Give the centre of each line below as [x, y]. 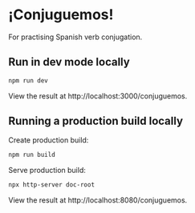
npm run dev [28, 80]
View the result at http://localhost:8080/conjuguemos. [98, 200]
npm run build [32, 155]
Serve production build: [47, 171]
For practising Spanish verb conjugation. [75, 37]
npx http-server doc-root [51, 185]
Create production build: [49, 140]
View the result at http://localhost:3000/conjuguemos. [98, 96]
